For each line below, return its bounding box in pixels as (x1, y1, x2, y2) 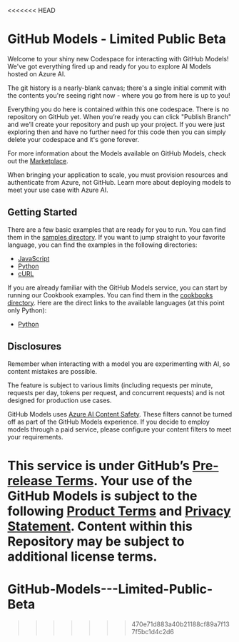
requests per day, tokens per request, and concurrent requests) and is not (7, 388, 225, 397)
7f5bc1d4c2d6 (131, 627, 175, 636)
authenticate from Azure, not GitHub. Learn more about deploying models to (7, 178, 232, 186)
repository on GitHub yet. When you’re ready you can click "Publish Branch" (7, 112, 232, 121)
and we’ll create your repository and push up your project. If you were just (7, 120, 225, 128)
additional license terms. (7, 549, 158, 564)
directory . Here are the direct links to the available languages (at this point (7, 298, 225, 307)
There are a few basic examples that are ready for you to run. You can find (7, 225, 226, 234)
